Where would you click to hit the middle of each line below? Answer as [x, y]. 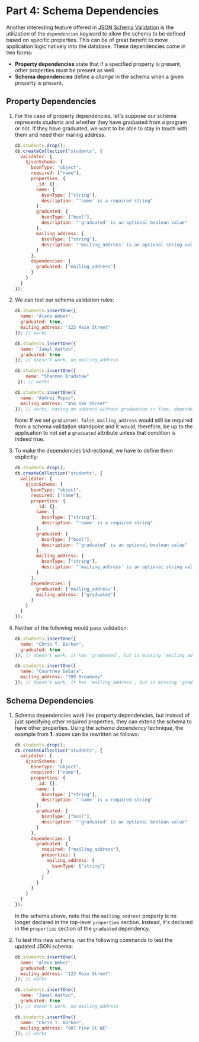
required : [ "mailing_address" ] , [81, 849]
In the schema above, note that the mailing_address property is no [95, 916]
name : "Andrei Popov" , [48, 398]
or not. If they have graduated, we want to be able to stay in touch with [101, 128]
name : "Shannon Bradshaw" [58, 376]
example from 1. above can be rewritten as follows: [77, 734]
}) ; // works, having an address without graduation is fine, [93, 409]
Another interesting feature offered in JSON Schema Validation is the [90, 27]
